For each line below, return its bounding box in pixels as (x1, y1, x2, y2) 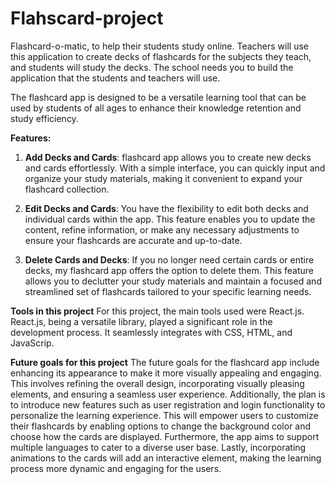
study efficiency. (10, 112, 79, 124)
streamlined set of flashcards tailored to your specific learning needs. (24, 285, 312, 297)
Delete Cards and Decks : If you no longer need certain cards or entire (24, 253, 315, 266)
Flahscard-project (10, 7, 164, 30)
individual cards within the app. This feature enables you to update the (24, 213, 316, 225)
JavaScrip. (10, 337, 55, 349)
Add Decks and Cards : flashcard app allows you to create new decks (24, 151, 312, 163)
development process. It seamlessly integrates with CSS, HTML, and (10, 326, 293, 338)
